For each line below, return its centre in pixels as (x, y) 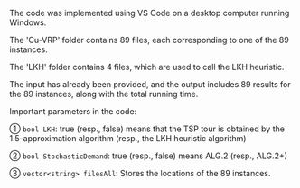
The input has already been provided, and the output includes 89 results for (150, 84)
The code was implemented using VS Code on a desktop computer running (150, 13)
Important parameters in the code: (73, 111)
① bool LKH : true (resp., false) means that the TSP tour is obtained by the (147, 129)
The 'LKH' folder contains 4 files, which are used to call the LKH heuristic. (147, 67)
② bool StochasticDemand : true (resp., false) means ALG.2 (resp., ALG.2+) (148, 156)
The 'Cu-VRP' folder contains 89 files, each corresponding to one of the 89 (149, 40)
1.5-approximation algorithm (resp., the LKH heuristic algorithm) (128, 138)
